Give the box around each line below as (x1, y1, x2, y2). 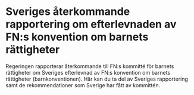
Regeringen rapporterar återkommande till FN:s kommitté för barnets (5, 62, 174, 70)
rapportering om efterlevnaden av (5, 17, 177, 31)
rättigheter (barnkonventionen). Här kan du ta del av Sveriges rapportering (5, 75, 188, 82)
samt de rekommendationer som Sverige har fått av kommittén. (5, 81, 161, 88)
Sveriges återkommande (5, 5, 130, 19)
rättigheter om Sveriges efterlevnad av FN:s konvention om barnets (5, 69, 171, 76)
